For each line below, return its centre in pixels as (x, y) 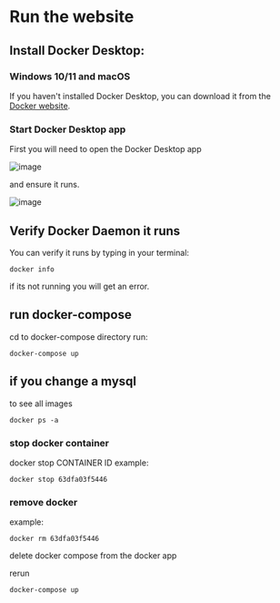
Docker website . (40, 106)
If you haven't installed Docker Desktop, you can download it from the (140, 96)
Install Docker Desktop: (77, 51)
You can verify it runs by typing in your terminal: (99, 252)
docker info (32, 269)
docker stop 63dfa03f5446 (58, 479)
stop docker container (60, 443)
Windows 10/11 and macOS (70, 77)
